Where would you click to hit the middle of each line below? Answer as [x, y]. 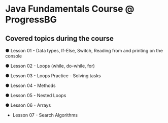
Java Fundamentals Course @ [70, 9]
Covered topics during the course [60, 38]
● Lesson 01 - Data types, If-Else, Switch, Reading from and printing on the [84, 51]
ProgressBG [31, 20]
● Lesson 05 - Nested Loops [36, 95]
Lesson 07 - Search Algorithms [45, 115]
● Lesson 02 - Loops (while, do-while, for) [50, 66]
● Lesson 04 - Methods [30, 85]
